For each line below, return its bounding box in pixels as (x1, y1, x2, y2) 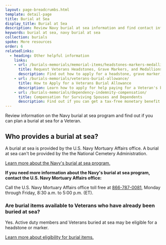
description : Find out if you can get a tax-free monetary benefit (18, 99, 161, 104)
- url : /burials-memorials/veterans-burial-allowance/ (14, 76, 129, 81)
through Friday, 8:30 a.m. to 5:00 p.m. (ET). (5, 190, 93, 196)
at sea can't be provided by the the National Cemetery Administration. (5, 150, 148, 156)
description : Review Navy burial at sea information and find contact (5, 26, 154, 31)
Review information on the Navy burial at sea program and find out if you (5, 113, 153, 119)
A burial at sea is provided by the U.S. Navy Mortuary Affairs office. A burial (5, 145, 159, 151)
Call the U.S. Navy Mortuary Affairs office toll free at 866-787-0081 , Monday (5, 184, 161, 190)
